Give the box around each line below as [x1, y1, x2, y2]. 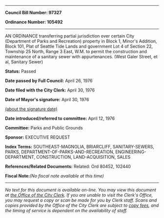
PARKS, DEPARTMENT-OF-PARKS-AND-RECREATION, [5, 149, 115, 155]
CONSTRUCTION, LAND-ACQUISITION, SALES [36, 154, 131, 160]
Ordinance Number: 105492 [5, 19, 63, 25]
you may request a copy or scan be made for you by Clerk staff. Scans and [5, 198, 157, 203]
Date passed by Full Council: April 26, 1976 [5, 78, 93, 83]
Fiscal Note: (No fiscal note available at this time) [5, 173, 104, 179]
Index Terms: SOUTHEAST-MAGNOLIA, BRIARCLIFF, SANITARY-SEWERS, [5, 144, 155, 149]
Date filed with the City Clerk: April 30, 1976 [5, 87, 95, 93]
